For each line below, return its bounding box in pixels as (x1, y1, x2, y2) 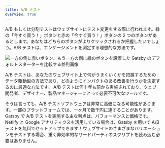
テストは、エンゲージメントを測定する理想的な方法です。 (22, 44, 138, 50)
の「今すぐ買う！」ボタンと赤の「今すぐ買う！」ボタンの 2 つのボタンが (5, 32, 153, 38)
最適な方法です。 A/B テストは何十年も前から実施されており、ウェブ (18, 84, 157, 90)
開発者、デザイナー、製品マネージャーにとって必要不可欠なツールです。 (5, 90, 151, 96)
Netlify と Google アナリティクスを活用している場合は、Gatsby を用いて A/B (5, 119, 160, 125)
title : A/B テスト (5, 7, 41, 12)
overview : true (5, 12, 36, 17)
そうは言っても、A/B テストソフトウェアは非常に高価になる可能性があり (5, 101, 152, 107)
